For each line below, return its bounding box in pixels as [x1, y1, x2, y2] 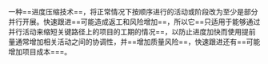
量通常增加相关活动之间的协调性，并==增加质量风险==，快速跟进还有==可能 [8, 37, 261, 46]
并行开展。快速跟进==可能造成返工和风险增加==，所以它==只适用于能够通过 [8, 17, 261, 26]
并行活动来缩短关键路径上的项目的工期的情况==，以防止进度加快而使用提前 [8, 27, 256, 36]
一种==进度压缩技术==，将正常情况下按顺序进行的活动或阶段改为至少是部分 [8, 7, 258, 16]
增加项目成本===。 [8, 47, 72, 56]
